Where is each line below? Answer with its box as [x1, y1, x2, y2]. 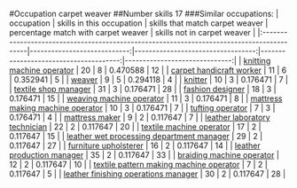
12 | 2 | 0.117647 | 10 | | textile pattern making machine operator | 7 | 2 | [9, 160, 268, 169]
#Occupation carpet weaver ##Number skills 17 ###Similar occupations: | [9, 9, 279, 19]
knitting [243, 56, 271, 66]
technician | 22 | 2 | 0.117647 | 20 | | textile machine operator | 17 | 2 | [9, 121, 262, 132]
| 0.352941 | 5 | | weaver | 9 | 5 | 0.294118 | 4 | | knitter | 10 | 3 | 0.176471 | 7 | [9, 74, 289, 84]
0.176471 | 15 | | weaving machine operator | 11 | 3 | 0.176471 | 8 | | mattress [9, 93, 283, 104]
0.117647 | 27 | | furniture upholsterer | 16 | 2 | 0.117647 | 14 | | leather [9, 140, 261, 151]
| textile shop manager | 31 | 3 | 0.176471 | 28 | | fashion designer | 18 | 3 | [9, 84, 277, 94]
